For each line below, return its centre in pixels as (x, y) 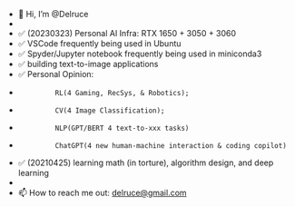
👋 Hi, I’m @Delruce (53, 14)
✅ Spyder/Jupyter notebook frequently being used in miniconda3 (140, 54)
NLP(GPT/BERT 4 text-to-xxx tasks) (122, 128)
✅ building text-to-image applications (88, 64)
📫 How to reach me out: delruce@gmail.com (103, 192)
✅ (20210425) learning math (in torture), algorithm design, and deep (146, 163)
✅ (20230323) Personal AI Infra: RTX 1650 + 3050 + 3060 (127, 33)
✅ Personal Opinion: (56, 74)
